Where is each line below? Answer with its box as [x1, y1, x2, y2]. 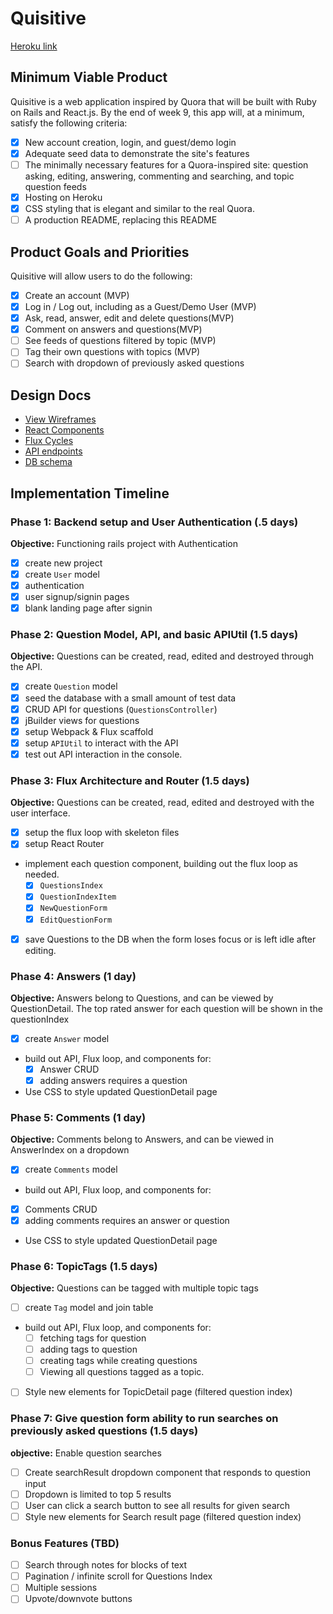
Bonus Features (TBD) [10, 1536, 120, 1550]
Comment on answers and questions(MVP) [24, 323, 203, 336]
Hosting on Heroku [24, 191, 103, 203]
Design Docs [10, 387, 92, 404]
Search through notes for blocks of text [24, 1559, 188, 1571]
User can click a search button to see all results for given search [24, 1499, 291, 1511]
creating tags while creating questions [39, 1355, 198, 1367]
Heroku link [10, 40, 58, 52]
